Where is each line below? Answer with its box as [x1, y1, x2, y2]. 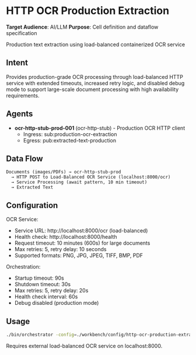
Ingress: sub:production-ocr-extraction [23, 130, 118, 138]
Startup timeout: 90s [14, 274, 64, 281]
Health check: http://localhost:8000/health [14, 234, 117, 241]
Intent [6, 58, 28, 68]
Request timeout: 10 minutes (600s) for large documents [14, 239, 150, 246]
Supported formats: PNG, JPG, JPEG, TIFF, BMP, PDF [14, 252, 143, 259]
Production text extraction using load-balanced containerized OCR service [6, 41, 185, 48]
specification [6, 29, 37, 36]
